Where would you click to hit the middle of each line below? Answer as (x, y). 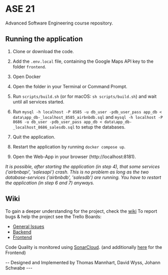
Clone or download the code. (43, 51)
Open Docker (27, 77)
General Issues (28, 226)
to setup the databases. (101, 127)
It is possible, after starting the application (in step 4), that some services (82, 166)
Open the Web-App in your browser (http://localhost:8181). (74, 157)
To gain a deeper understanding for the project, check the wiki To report (81, 211)
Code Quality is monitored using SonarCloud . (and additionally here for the (84, 247)
